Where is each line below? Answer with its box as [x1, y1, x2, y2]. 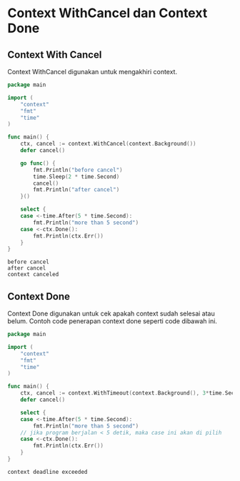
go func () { [20, 159, 56, 167]
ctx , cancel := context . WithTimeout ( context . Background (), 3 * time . [20, 390, 225, 397]
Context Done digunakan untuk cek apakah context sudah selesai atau [7, 309, 216, 318]
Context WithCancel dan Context [7, 5, 208, 21]
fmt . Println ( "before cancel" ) [33, 166, 123, 173]
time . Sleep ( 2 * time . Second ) [33, 173, 120, 180]
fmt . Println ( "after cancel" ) [33, 186, 120, 193]
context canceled [7, 271, 59, 278]
